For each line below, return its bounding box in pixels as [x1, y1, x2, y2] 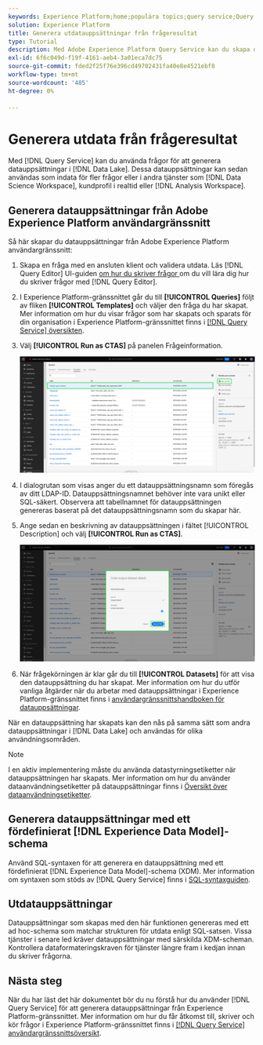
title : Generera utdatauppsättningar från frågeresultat [8, 29, 198, 37]
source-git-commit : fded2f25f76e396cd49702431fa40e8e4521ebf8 [8, 63, 215, 71]
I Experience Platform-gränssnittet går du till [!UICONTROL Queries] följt [19, 293, 254, 302]
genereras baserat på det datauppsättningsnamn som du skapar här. [19, 506, 241, 515]
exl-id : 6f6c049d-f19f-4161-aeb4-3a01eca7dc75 [8, 54, 163, 62]
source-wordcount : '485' [8, 78, 89, 86]
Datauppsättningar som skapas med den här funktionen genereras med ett [8, 918, 249, 927]
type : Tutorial [8, 38, 58, 46]
